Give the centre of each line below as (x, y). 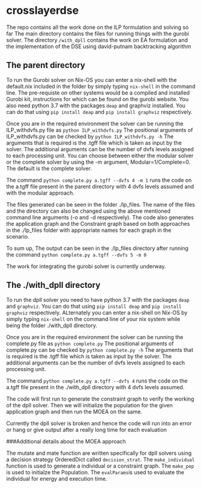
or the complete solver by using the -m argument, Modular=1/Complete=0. (98, 162)
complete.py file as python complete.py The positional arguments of (90, 343)
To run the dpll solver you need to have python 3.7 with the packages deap (98, 299)
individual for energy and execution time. (57, 478)
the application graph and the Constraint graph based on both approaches (98, 224)
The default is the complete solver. (49, 168)
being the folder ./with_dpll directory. (52, 325)
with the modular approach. (40, 193)
